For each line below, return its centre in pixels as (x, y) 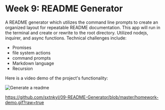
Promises (22, 47)
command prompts (32, 58)
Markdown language (33, 63)
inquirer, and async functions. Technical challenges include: (66, 38)
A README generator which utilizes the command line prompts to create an (82, 22)
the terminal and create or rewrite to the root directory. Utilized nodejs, (77, 33)
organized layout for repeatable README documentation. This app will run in (83, 27)
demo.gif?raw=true (25, 102)
